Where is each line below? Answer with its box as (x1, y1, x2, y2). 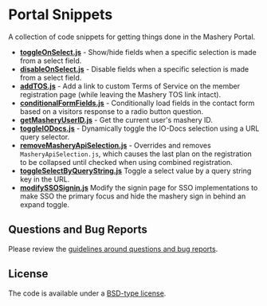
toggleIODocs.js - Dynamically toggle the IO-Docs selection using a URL (19, 124, 260, 133)
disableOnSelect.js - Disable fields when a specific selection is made (19, 64, 249, 73)
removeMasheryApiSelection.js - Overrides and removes (19, 140, 211, 150)
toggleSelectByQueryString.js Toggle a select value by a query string (19, 166, 252, 175)
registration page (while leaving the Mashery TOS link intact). (19, 89, 222, 99)
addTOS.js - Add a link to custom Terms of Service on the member (19, 81, 241, 91)
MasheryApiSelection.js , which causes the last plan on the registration (19, 149, 253, 159)
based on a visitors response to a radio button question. (19, 106, 204, 116)
